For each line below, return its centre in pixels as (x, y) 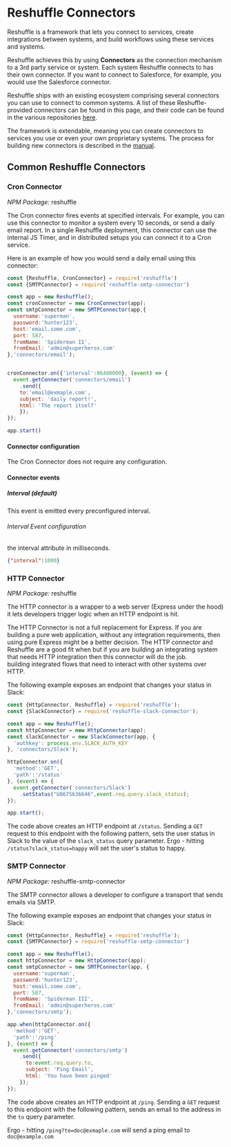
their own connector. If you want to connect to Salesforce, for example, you (114, 75)
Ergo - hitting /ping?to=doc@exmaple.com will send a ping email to (99, 1130)
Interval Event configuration (47, 527)
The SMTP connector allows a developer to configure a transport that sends (115, 894)
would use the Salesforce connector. (59, 82)
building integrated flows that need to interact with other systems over (107, 664)
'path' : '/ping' (35, 1037)
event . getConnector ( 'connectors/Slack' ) (72, 788)
